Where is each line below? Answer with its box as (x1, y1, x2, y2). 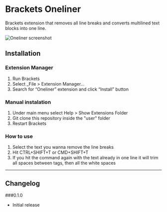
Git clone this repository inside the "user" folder (12, 115, 110, 121)
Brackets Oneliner (5, 3, 81, 15)
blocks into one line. (5, 25, 46, 31)
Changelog (5, 179, 40, 188)
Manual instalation (5, 99, 51, 106)
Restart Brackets (12, 120, 47, 126)
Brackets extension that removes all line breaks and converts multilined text (5, 20, 160, 26)
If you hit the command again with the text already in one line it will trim (12, 155, 159, 161)
